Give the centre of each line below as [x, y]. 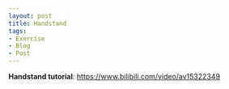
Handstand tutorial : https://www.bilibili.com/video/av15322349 [114, 76]
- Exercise [27, 38]
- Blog [19, 46]
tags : [17, 31]
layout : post [30, 16]
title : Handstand [38, 23]
